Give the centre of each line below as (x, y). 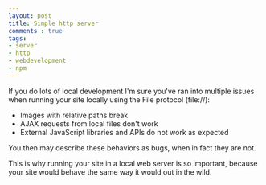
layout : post (30, 16)
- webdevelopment (37, 61)
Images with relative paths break (74, 115)
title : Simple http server (53, 23)
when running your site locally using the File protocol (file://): (109, 99)
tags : (17, 38)
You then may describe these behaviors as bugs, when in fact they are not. (132, 148)
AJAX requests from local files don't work (89, 123)
